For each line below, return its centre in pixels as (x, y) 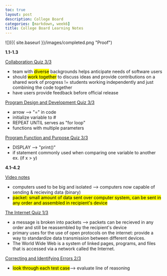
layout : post (19, 14)
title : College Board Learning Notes (44, 28)
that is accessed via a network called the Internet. (64, 249)
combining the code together (42, 87)
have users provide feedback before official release (65, 93)
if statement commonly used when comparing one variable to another (84, 153)
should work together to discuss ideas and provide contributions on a (84, 77)
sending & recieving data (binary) (47, 192)
